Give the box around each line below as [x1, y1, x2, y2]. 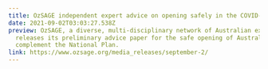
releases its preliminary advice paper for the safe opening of [15, 33, 234, 42]
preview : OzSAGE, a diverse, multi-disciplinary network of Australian [8, 26, 251, 34]
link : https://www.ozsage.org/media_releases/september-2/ [8, 48, 209, 56]
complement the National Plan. [15, 41, 120, 49]
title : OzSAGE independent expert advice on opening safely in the [8, 11, 238, 20]
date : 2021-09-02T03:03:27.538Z [8, 19, 116, 27]
